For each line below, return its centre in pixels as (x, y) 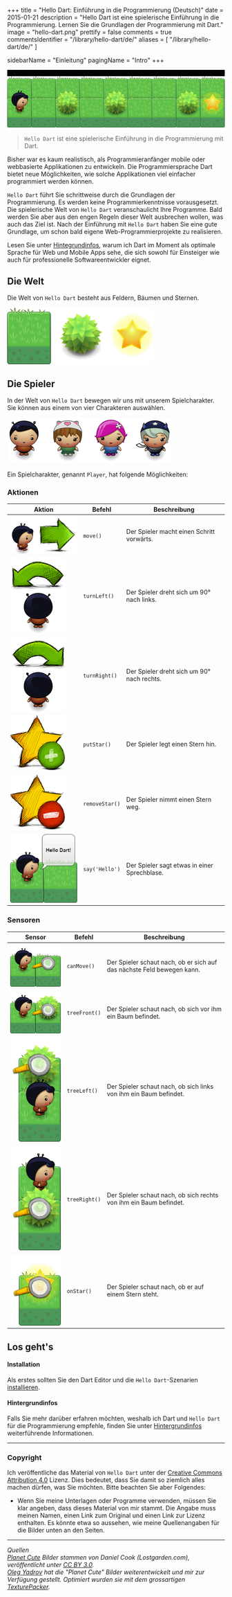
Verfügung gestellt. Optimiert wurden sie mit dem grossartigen (96, 1580)
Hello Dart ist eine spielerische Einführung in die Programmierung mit (124, 139)
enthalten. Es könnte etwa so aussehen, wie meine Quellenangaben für (118, 1523)
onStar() (79, 1291)
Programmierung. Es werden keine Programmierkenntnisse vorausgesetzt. (113, 202)
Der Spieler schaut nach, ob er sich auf (162, 962)
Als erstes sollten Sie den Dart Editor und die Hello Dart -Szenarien (103, 1380)
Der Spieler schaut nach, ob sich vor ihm (164, 1009)
